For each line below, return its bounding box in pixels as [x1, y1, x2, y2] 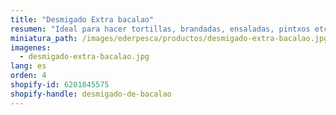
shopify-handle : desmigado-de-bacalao [10, 89, 172, 99]
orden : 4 [10, 71, 47, 81]
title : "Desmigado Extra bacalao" [10, 14, 155, 25]
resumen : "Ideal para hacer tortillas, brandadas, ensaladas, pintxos [10, 24, 311, 34]
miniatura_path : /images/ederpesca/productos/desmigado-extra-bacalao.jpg [10, 33, 329, 43]
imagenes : [10, 42, 52, 53]
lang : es [10, 61, 47, 71]
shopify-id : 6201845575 [10, 80, 110, 90]
